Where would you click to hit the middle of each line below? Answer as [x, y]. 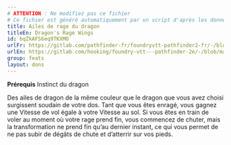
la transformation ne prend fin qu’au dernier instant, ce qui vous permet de [113, 126]
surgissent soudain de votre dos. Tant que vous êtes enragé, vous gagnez [112, 104]
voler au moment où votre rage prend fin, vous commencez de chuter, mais [114, 119]
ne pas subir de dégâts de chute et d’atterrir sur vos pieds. [90, 134]
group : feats [26, 58]
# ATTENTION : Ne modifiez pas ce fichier [69, 13]
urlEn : [16, 52]
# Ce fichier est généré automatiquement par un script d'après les [107, 20]
